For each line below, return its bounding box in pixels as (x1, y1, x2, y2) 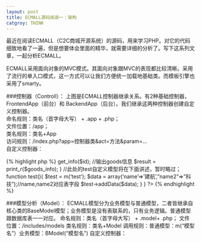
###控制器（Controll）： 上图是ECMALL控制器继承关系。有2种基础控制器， (6, 92, 190, 100)
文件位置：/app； (6, 123, 50, 130)
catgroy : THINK (6, 20, 44, 26)
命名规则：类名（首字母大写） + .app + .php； (6, 115, 120, 123)
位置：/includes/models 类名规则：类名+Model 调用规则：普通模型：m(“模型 (6, 222, 195, 229)
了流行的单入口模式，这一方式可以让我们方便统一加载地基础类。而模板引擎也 (6, 73, 195, 80)
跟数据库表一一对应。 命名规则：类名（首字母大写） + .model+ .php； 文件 (6, 214, 190, 222)
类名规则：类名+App (6, 130, 57, 138)
